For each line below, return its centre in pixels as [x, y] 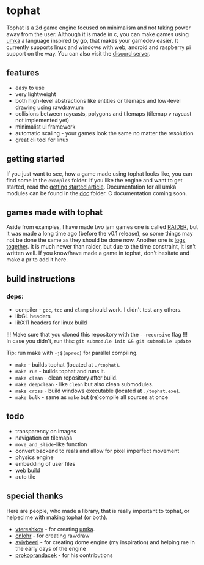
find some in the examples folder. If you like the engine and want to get [94, 180]
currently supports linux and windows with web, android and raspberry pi [99, 47]
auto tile [25, 477]
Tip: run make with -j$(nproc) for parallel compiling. [72, 353]
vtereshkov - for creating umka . [55, 529]
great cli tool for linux [42, 140]
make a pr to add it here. [37, 260]
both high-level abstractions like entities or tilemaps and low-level [98, 100]
